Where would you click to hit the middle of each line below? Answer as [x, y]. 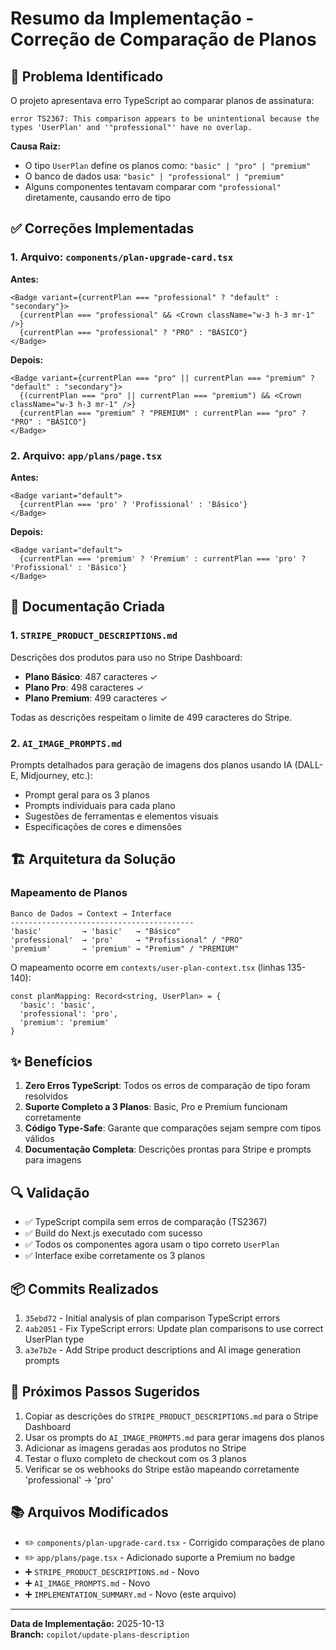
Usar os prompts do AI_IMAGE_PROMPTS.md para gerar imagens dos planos [174, 1437]
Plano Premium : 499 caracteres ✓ [96, 698]
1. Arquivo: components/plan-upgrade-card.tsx [122, 257]
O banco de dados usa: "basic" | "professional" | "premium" [154, 176]
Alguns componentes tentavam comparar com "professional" [153, 186]
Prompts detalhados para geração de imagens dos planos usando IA [151, 764]
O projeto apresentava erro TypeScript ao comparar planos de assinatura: [162, 100]
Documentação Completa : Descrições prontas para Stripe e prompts [168, 1149]
